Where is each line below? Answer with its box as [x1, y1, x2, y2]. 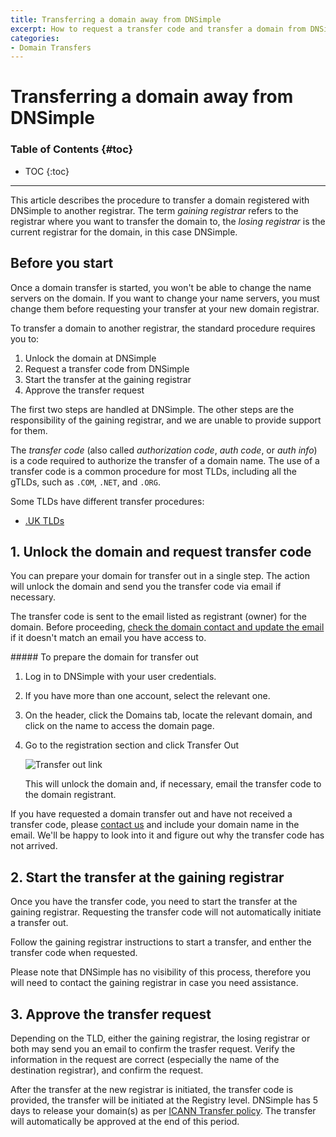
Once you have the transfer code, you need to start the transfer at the [10, 896, 298, 908]
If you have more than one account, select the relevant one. [24, 690, 271, 702]
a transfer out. [10, 917, 69, 929]
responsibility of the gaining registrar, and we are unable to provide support [10, 414, 322, 426]
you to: [10, 332, 40, 345]
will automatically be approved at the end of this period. [10, 1115, 240, 1127]
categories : [10, 33, 60, 43]
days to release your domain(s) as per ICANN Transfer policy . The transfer [10, 1104, 317, 1116]
